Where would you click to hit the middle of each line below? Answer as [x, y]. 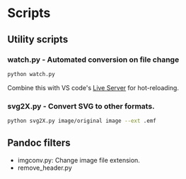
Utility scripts [38, 39]
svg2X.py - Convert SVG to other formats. [81, 106]
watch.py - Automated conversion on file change [93, 60]
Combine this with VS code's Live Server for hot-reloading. [93, 87]
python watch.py [31, 74]
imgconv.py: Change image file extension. [79, 160]
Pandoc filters [39, 143]
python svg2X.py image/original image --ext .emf [82, 121]
